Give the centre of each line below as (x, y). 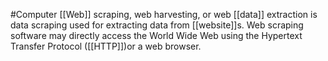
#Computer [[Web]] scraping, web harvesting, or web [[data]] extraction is (164, 14)
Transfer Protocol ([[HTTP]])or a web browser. (106, 46)
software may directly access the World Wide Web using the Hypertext (156, 35)
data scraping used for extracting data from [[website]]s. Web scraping (157, 25)
